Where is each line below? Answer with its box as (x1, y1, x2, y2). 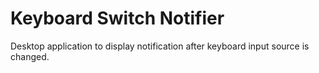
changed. (10, 50, 50, 62)
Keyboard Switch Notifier (10, 7, 225, 30)
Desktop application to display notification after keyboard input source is (10, 40, 310, 52)
